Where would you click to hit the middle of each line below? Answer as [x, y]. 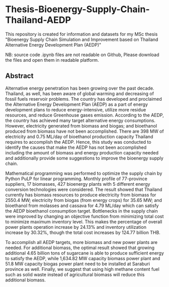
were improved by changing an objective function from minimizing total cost [85, 216]
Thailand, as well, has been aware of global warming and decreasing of [80, 93]
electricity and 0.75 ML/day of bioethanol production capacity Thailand [79, 136]
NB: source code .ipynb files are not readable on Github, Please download [82, 55]
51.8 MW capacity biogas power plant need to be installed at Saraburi [78, 264]
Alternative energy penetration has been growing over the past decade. [80, 88]
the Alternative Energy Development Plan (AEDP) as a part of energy [77, 104]
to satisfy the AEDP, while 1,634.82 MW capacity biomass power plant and [83, 258]
